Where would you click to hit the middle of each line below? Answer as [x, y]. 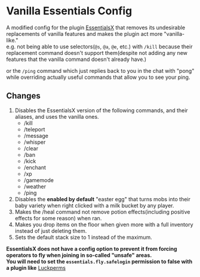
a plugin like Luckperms [36, 267]
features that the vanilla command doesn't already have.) [76, 59]
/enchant [35, 167]
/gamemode [39, 180]
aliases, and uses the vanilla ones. [57, 116]
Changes [23, 96]
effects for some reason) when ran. [58, 218]
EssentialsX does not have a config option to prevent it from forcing [92, 248]
